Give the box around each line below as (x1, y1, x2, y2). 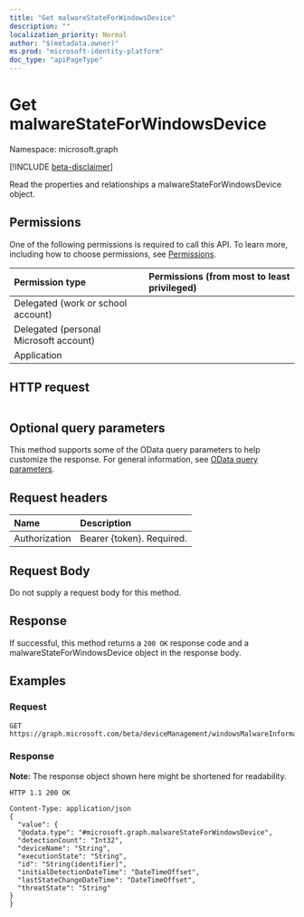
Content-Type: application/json (9, 804, 131, 813)
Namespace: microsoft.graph (9, 143, 119, 154)
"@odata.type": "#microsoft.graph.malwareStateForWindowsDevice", (17, 827, 273, 837)
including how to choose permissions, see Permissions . (9, 249, 217, 259)
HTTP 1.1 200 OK (9, 788, 71, 797)
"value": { (17, 820, 59, 829)
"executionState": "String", (17, 852, 128, 861)
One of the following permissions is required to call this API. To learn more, (9, 239, 289, 249)
